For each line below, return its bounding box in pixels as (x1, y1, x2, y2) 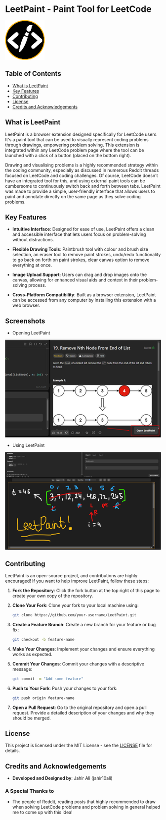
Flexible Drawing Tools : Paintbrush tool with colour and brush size (12, 246, 148, 252)
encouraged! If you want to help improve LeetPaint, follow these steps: (5, 578, 149, 584)
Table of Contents (5, 69, 62, 78)
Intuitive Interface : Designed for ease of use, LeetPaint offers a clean (12, 226, 155, 232)
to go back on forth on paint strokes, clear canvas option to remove (12, 257, 150, 263)
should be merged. (12, 715, 51, 721)
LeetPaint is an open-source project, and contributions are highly (5, 573, 138, 578)
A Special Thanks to (5, 788, 54, 795)
